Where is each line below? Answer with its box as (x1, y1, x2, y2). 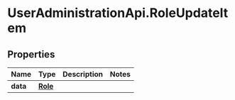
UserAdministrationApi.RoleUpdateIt (7, 5, 229, 21)
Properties (7, 48, 55, 60)
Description (62, 70, 103, 79)
